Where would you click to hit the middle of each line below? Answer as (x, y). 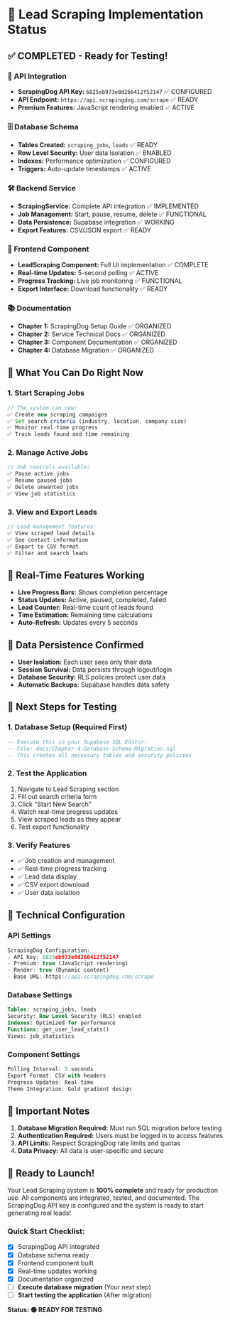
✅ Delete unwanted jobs (43, 487)
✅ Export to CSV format (43, 547)
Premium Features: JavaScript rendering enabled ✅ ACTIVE (106, 107)
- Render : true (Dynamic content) (59, 970)
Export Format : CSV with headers (57, 1075)
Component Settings (44, 1054)
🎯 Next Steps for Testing (62, 707)
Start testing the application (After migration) (85, 1295)
